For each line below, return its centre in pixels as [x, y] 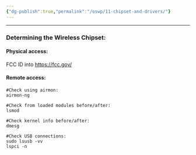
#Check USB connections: [36, 136]
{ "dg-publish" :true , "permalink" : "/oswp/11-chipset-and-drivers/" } [88, 11]
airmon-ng [18, 95]
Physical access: [27, 51]
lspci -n [17, 146]
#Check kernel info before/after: [48, 120]
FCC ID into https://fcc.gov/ [39, 64]
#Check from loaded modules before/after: [58, 105]
